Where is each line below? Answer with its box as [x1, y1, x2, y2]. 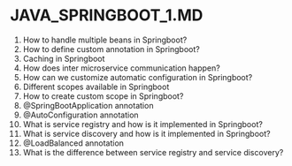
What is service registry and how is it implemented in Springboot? [22, 118, 264, 129]
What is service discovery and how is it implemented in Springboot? [22, 128, 271, 139]
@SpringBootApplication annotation [22, 100, 154, 110]
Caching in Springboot [22, 53, 105, 64]
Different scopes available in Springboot [22, 81, 170, 92]
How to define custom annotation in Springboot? [22, 43, 200, 54]
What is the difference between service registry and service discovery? [22, 147, 284, 157]
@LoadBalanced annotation [22, 138, 125, 148]
